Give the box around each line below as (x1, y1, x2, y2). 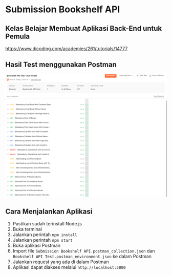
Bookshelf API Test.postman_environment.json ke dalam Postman (12, 253, 152, 260)
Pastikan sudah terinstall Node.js (12, 221, 82, 227)
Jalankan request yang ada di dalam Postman (12, 259, 109, 265)
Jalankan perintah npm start (12, 237, 73, 243)
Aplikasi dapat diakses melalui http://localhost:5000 (12, 264, 126, 270)
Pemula (5, 32, 30, 40)
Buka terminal (12, 226, 42, 232)
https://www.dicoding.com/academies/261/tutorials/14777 (5, 46, 128, 52)
